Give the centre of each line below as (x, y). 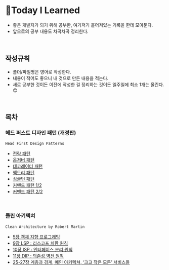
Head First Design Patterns (35, 144)
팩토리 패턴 (24, 173)
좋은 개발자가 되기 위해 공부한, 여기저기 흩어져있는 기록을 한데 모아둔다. (83, 25)
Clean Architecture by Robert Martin (45, 227)
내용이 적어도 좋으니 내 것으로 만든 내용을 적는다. (60, 78)
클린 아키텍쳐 (20, 216)
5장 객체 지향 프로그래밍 (36, 237)
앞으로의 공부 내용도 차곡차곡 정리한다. (50, 31)
